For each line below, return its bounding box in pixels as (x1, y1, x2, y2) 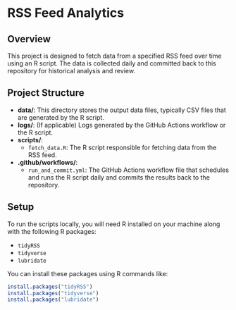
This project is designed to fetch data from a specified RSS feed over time (7, 51, 222, 60)
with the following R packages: (7, 227, 97, 235)
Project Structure (7, 87, 85, 99)
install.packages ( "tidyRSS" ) (7, 283, 93, 290)
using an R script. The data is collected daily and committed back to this (7, 59, 216, 68)
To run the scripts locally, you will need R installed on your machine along (7, 220, 221, 228)
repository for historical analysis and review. (7, 67, 136, 75)
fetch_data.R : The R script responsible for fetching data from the (27, 143, 217, 151)
